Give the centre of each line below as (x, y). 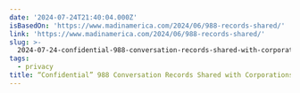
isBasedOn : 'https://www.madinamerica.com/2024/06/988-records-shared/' (147, 26)
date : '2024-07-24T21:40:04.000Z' (74, 17)
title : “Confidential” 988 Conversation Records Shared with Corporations (151, 75)
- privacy (35, 67)
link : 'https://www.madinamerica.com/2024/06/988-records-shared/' (137, 34)
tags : (19, 58)
